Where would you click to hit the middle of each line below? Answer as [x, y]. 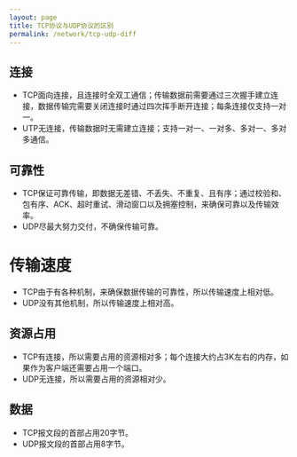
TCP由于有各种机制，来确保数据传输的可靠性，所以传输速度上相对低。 [150, 292]
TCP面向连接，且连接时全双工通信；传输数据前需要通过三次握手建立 [146, 95]
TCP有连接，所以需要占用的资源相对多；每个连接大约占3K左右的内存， [151, 357]
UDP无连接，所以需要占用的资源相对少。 [96, 379]
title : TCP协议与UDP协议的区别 [62, 26]
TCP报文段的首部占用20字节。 [77, 432]
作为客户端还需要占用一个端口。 [88, 367]
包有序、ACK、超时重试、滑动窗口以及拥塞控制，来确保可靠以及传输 [147, 204]
